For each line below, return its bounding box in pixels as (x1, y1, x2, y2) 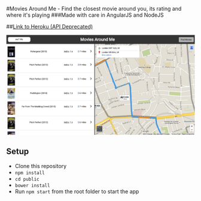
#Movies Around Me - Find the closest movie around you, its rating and (6, 5, 182, 12)
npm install (14, 170, 45, 176)
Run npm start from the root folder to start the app (14, 188, 139, 195)
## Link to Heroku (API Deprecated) (6, 23, 93, 30)
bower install (14, 182, 50, 188)
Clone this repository (14, 162, 67, 169)
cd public (14, 176, 40, 182)
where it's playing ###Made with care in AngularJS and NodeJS (6, 11, 165, 19)
